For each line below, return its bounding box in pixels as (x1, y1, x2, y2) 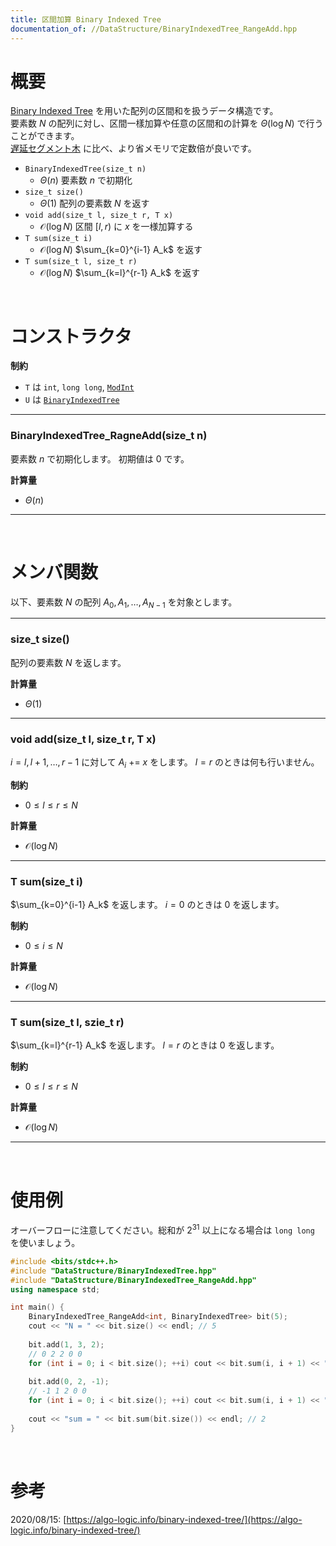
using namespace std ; (10, 1284, 101, 1295)
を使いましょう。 (10, 1236, 81, 1248)
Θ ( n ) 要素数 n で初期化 (39, 174, 133, 186)
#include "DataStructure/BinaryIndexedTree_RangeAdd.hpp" (10, 1275, 257, 1285)
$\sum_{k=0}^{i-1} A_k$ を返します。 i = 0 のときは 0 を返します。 (10, 899, 285, 911)
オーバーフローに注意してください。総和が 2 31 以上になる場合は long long (10, 1222, 315, 1236)
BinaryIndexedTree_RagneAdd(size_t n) (10, 429, 208, 443)
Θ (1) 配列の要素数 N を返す (39, 197, 150, 210)
